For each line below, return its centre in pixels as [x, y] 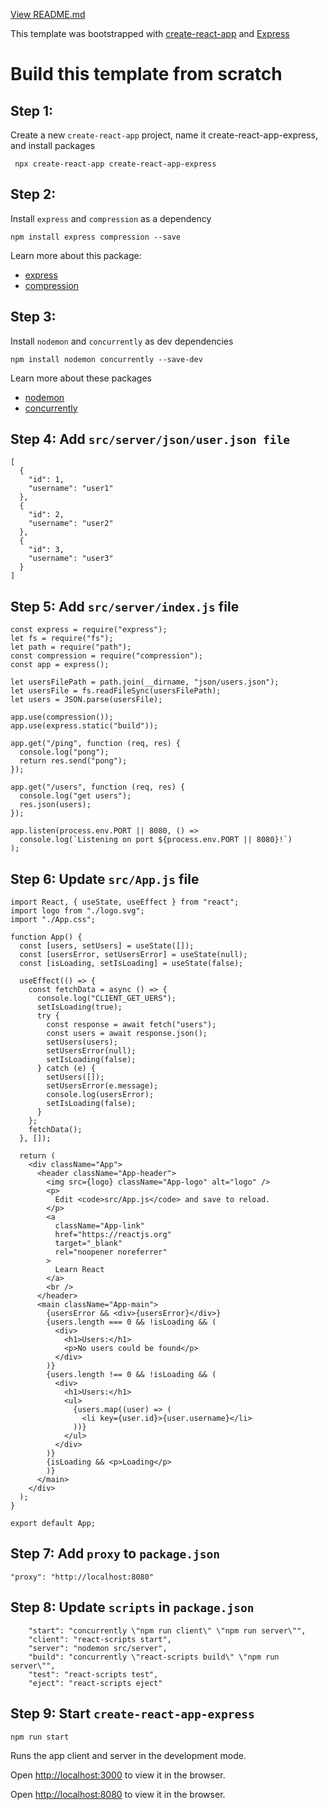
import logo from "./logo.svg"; [77, 911]
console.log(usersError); [100, 1095]
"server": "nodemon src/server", [98, 1648]
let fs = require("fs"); [62, 639]
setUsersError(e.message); [102, 1086]
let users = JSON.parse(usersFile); [86, 700]
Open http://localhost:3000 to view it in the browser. [118, 1775]
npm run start [40, 1737]
